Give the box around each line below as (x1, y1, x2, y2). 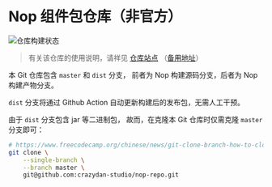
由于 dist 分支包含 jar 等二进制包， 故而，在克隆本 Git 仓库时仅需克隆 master (8, 114, 263, 124)
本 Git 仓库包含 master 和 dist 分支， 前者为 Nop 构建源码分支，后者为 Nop (8, 70, 258, 79)
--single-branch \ (23, 155, 85, 164)
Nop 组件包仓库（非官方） (8, 7, 182, 26)
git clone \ (8, 148, 49, 156)
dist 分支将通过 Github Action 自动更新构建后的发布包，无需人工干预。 (8, 97, 245, 107)
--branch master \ (23, 164, 85, 172)
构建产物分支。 (8, 80, 58, 90)
